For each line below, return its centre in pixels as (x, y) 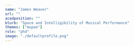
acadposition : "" (23, 18)
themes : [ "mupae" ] (24, 27)
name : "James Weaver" (27, 9)
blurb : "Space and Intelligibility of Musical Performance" (67, 23)
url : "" (13, 14)
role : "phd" (17, 32)
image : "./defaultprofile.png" (37, 36)
